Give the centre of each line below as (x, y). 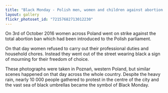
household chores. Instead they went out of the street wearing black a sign (83, 54)
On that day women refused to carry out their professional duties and (77, 49)
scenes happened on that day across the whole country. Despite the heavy (83, 74)
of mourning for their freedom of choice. (47, 59)
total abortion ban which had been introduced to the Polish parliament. (78, 39)
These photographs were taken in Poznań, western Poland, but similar (78, 69)
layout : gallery (22, 15)
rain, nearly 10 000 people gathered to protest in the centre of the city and (82, 80)
